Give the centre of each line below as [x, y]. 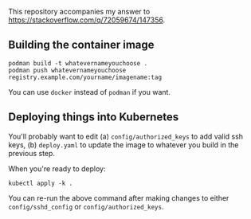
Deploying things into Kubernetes [94, 117]
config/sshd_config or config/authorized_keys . [86, 206]
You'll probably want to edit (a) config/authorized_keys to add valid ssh [126, 136]
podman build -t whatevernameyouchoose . [78, 63]
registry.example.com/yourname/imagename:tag [85, 77]
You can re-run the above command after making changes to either [119, 197]
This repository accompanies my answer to [79, 12]
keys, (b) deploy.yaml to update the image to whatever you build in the [124, 145]
